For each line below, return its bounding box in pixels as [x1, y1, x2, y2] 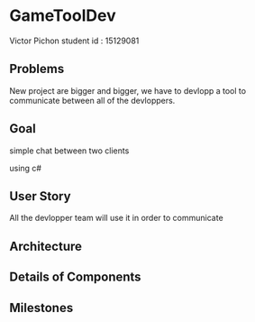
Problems [9, 61, 65, 77]
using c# [9, 162, 42, 173]
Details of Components [9, 270, 141, 285]
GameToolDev [9, 5, 116, 26]
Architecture [9, 238, 83, 253]
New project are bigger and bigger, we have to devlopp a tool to [9, 85, 246, 96]
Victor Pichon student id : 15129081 [9, 35, 140, 46]
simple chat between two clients [9, 145, 130, 156]
